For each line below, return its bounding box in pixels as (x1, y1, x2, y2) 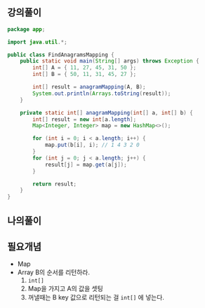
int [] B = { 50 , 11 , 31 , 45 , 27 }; (32, 71, 137, 78)
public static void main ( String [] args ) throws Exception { (20, 58, 199, 65)
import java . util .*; (7, 38, 68, 46)
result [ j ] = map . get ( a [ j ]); (44, 161, 128, 168)
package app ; (7, 25, 46, 33)
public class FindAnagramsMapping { (7, 51, 114, 58)
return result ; (32, 180, 77, 188)
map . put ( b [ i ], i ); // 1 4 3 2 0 (44, 141, 140, 149)
